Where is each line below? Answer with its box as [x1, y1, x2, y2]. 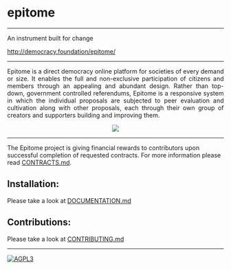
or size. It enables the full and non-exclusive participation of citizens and [7, 74, 224, 83]
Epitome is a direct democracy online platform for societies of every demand [7, 67, 224, 75]
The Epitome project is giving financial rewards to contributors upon [7, 143, 200, 152]
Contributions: [7, 217, 71, 228]
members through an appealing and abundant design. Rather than [7, 81, 208, 90]
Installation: [7, 178, 60, 190]
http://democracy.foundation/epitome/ [7, 47, 115, 56]
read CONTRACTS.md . [7, 158, 72, 166]
